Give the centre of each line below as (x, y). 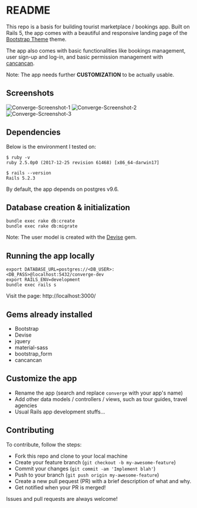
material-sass (31, 347)
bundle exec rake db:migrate (42, 226)
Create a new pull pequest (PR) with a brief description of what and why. (103, 481)
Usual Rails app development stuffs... (60, 412)
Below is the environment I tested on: (51, 146)
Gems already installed (49, 315)
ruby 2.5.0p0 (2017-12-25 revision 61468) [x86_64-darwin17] (83, 162)
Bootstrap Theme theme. (36, 39)
